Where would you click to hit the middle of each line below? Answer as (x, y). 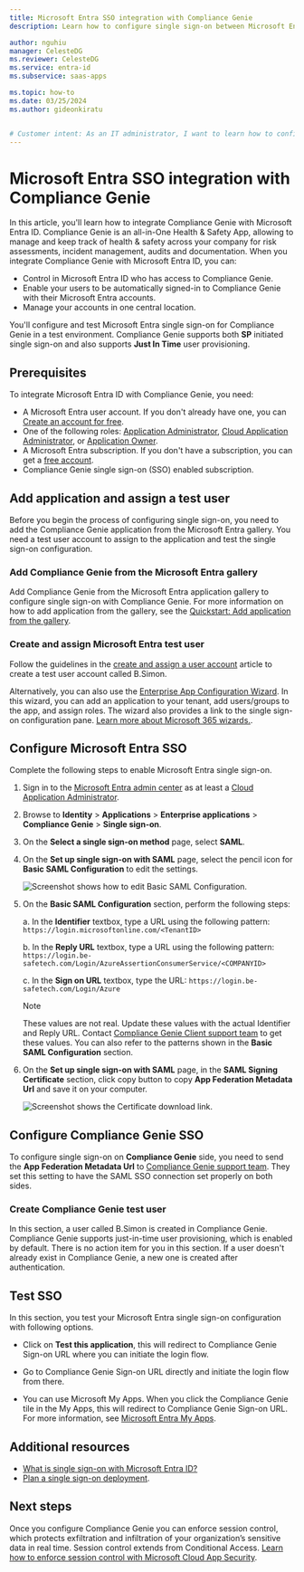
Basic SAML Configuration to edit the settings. (110, 869)
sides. (20, 1186)
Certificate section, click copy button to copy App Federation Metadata (157, 1080)
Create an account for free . (73, 422)
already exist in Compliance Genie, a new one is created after (123, 1258)
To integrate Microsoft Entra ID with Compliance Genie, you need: (132, 395)
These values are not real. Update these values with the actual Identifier (157, 1024)
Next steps (41, 1506)
